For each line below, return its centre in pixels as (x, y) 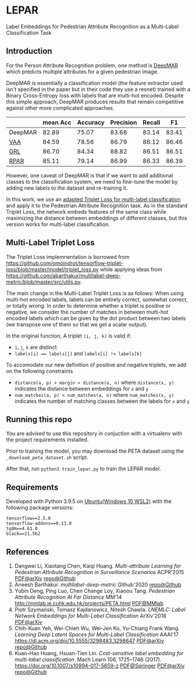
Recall (151, 122)
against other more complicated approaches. (60, 108)
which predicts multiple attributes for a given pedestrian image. (82, 72)
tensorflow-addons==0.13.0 (39, 524)
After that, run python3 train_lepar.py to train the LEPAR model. (84, 469)
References (27, 552)
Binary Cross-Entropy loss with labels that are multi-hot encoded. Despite (95, 95)
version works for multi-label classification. (58, 224)
